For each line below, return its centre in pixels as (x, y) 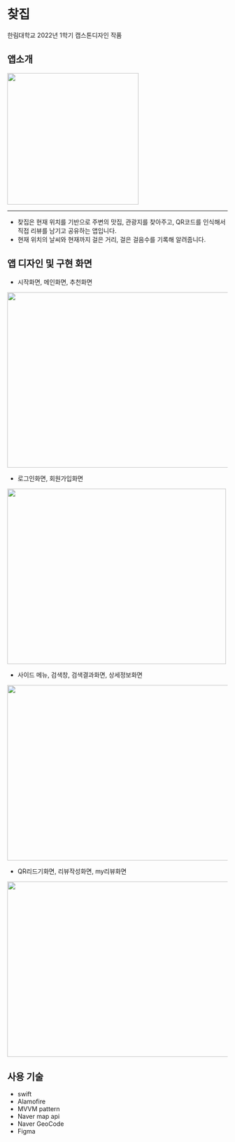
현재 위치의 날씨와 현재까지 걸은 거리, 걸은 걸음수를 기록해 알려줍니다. (112, 239)
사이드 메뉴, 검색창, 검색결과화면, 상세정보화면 (80, 675)
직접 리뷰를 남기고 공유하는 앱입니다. (67, 230)
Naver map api (38, 1117)
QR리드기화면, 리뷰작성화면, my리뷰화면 (72, 871)
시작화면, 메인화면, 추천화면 (55, 282)
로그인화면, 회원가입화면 (50, 478)
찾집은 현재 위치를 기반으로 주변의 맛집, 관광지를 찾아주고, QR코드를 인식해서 (121, 222)
